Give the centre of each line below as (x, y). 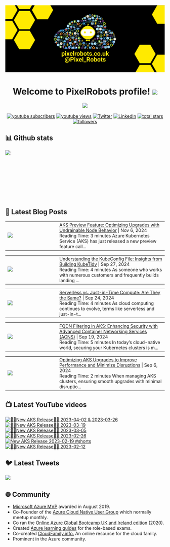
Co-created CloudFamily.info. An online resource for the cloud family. (85, 534)
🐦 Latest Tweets (32, 463)
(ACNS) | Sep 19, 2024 (84, 337)
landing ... (70, 280)
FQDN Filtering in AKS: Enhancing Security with (109, 326)
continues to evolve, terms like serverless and (107, 309)
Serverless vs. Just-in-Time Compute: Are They (110, 292)
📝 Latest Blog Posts (36, 212)
